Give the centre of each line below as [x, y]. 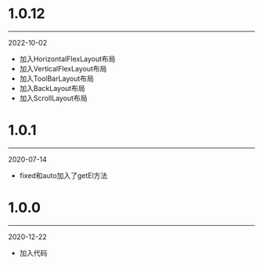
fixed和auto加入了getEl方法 [63, 175]
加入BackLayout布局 [52, 88]
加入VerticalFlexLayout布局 [63, 68]
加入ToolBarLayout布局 [56, 78]
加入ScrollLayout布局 [53, 98]
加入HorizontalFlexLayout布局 [67, 59]
